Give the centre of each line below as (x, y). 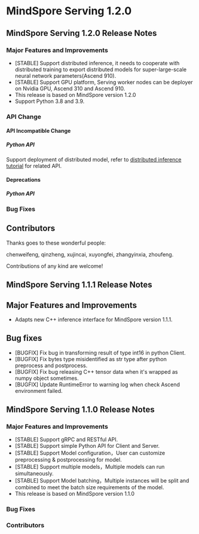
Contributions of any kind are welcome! (55, 266)
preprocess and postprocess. (51, 365)
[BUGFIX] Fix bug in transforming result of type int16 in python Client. (100, 353)
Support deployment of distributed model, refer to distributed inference (94, 160)
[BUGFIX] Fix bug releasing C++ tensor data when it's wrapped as (96, 371)
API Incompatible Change (39, 131)
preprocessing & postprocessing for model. (68, 460)
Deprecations (23, 179)
